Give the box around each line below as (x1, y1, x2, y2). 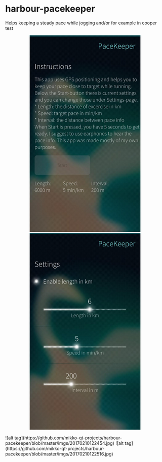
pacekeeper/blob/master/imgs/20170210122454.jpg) (5, 440, 115, 446)
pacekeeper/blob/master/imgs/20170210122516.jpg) (5, 451, 113, 457)
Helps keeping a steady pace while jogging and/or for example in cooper (5, 20, 157, 26)
